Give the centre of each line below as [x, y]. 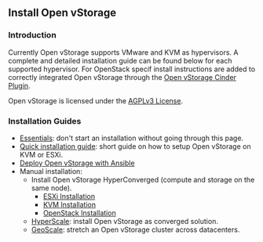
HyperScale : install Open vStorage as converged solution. [124, 221]
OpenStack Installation [79, 213]
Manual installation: [51, 171]
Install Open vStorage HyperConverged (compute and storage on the [143, 179]
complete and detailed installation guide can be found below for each [120, 60]
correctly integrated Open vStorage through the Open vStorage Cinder [122, 77]
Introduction [32, 35]
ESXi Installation [69, 196]
